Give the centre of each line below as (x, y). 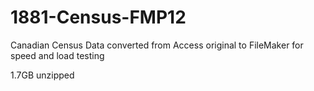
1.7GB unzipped (42, 75)
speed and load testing (57, 55)
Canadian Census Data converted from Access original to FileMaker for (157, 45)
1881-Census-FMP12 (98, 17)
